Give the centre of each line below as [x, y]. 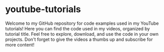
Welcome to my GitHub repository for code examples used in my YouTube [82, 23]
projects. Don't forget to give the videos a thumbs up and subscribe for [79, 39]
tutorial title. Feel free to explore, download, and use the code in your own [82, 34]
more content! [20, 44]
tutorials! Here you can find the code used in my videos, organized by [78, 28]
